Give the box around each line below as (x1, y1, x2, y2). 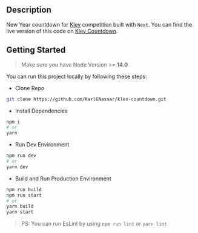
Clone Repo (15, 84, 45, 91)
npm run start (6, 192, 42, 199)
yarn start (6, 209, 34, 215)
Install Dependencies (15, 107, 68, 114)
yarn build (6, 203, 34, 209)
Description (6, 5, 51, 15)
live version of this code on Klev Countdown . (6, 27, 118, 34)
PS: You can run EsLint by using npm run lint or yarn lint (21, 220, 168, 228)
